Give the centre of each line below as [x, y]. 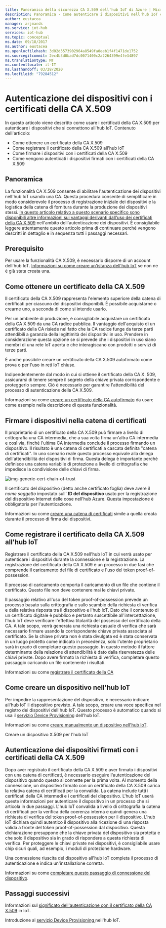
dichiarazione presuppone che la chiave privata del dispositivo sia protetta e [83, 833]
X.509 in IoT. [18, 911]
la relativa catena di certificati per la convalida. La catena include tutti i [77, 791]
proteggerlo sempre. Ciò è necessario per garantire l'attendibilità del [75, 385]
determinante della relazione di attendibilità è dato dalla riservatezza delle [80, 652]
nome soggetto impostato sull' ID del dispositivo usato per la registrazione [81, 494]
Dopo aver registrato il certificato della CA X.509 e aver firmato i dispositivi [81, 769]
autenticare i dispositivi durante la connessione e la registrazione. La [75, 559]
